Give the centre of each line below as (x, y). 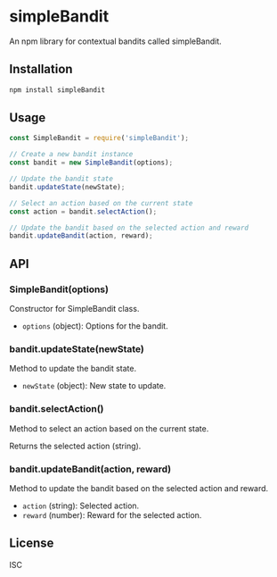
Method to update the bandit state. (73, 369)
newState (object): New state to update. (94, 386)
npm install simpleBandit (57, 90)
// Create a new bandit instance (71, 155)
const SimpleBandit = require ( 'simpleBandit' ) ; (99, 138)
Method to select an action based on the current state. (109, 428)
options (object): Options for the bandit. (95, 326)
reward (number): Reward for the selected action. (112, 514)
